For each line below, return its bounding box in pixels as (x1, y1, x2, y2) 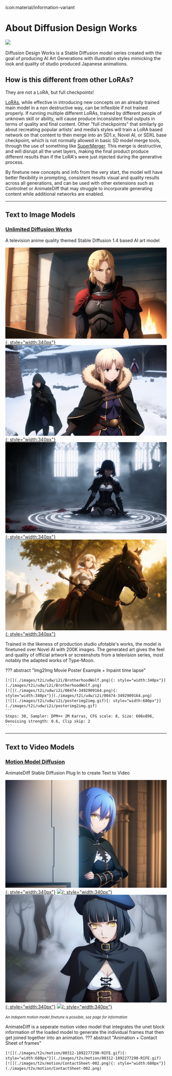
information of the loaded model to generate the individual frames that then (5, 1029, 164, 1035)
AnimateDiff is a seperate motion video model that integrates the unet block (5, 1024, 165, 1030)
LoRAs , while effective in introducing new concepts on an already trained (5, 99, 160, 105)
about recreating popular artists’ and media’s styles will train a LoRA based (5, 126, 163, 132)
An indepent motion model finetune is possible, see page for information (5, 1015, 128, 1020)
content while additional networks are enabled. (5, 191, 104, 197)
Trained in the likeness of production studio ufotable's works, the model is (5, 641, 162, 647)
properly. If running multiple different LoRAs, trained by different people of (5, 110, 162, 116)
